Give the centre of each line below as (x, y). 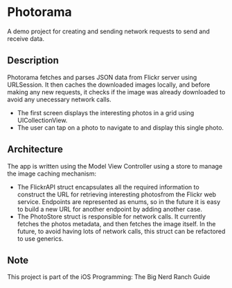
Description (33, 61)
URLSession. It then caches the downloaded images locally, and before (109, 85)
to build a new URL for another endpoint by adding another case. (110, 209)
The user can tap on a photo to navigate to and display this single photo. (120, 127)
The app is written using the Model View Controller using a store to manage (115, 166)
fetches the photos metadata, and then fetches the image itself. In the (116, 223)
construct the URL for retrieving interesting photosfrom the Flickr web (117, 194)
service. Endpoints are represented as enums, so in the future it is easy (119, 201)
